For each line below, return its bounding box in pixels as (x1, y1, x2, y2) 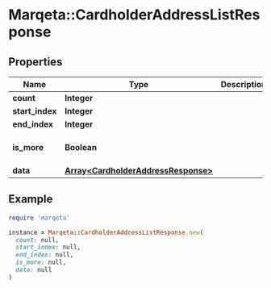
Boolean (64, 142, 98, 152)
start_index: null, (15, 244, 81, 252)
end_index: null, (15, 251, 74, 259)
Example (8, 192, 53, 207)
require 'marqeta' (8, 214, 70, 222)
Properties (8, 55, 63, 69)
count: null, (15, 236, 60, 244)
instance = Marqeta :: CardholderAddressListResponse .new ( (8, 228, 204, 236)
